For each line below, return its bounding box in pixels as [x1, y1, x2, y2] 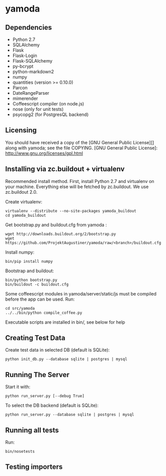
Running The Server [5, 370, 70, 379]
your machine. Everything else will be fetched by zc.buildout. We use [5, 184, 149, 190]
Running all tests [5, 426, 59, 434]
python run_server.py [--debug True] [5, 394, 85, 399]
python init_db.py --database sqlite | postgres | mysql [5, 356, 128, 362]
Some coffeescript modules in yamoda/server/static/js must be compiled [5, 290, 157, 296]
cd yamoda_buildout [5, 213, 46, 218]
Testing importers [5, 462, 63, 471]
